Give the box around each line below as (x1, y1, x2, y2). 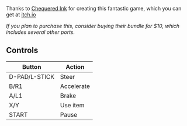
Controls (6, 45, 39, 55)
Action (65, 62, 85, 71)
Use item (60, 101, 85, 109)
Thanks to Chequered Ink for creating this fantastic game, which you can (6, 5, 182, 12)
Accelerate (60, 82, 91, 90)
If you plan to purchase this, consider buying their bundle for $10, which (6, 23, 180, 29)
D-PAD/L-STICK (9, 72, 54, 80)
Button (22, 62, 41, 71)
